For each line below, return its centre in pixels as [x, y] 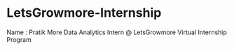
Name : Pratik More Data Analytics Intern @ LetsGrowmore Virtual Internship [117, 32]
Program [19, 39]
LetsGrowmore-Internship [84, 13]
